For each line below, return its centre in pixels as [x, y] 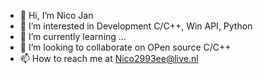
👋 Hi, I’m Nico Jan [56, 15]
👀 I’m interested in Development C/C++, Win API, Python [136, 26]
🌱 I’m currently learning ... [73, 36]
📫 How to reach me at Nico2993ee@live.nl [109, 58]
